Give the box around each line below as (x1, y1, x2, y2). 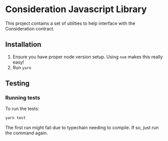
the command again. (5, 130, 48, 136)
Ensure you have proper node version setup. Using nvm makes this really (12, 54, 163, 60)
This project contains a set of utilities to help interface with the (5, 20, 136, 26)
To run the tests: (5, 106, 39, 112)
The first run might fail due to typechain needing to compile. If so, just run (5, 125, 159, 131)
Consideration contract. (5, 25, 55, 31)
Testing (5, 79, 30, 88)
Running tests (5, 95, 40, 102)
